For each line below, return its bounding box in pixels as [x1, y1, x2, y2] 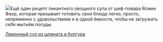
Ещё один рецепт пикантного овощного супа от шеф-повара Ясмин [10, 5, 156, 11]
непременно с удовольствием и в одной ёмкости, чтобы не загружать [5, 16, 158, 22]
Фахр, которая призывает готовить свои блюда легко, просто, [5, 11, 140, 16]
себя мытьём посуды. [5, 21, 53, 27]
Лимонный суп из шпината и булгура [5, 31, 85, 37]
